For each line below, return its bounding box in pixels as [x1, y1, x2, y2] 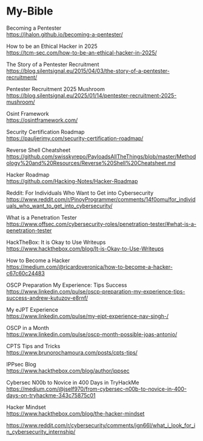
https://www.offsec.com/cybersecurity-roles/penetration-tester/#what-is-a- [6, 220, 197, 227]
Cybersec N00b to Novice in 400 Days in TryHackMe [6, 379, 139, 386]
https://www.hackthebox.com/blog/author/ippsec [6, 367, 130, 374]
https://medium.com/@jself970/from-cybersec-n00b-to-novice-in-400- [6, 385, 187, 392]
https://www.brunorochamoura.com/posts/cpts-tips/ [6, 349, 138, 356]
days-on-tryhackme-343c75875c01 [6, 391, 96, 399]
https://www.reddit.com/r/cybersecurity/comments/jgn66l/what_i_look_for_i [6, 422, 196, 429]
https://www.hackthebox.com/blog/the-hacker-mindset [6, 409, 145, 417]
